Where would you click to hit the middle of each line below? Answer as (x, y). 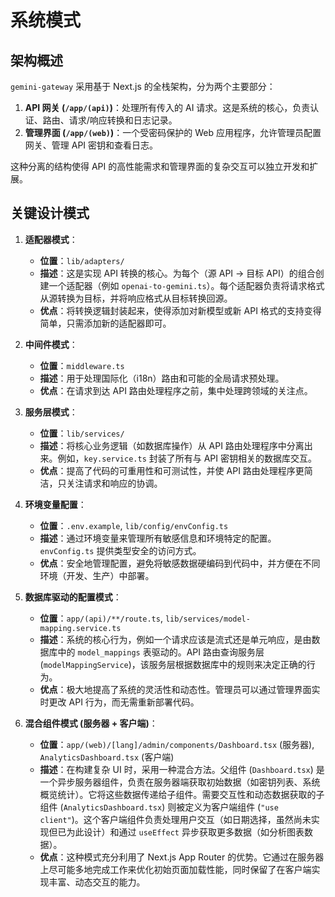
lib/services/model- (207, 619)
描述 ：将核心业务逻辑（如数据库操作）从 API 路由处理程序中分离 (172, 445)
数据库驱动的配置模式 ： (73, 597)
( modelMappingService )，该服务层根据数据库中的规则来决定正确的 (173, 664)
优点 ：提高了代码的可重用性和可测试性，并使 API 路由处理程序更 (172, 470)
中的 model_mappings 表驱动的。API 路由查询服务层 (161, 652)
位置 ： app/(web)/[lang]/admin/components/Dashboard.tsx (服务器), (177, 744)
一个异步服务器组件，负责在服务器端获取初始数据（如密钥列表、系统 (180, 782)
